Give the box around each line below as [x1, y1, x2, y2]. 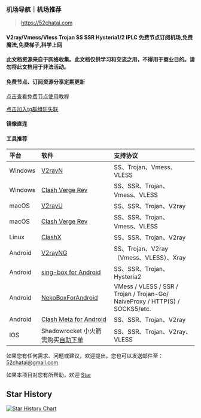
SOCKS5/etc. [113, 305, 151, 313]
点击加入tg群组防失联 [6, 105, 59, 112]
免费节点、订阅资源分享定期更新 [6, 78, 85, 86]
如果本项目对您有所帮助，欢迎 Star [6, 371, 92, 379]
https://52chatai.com [20, 19, 73, 26]
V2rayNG [41, 249, 68, 257]
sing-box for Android [41, 268, 101, 276]
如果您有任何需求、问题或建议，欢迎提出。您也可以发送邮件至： [6, 352, 163, 359]
